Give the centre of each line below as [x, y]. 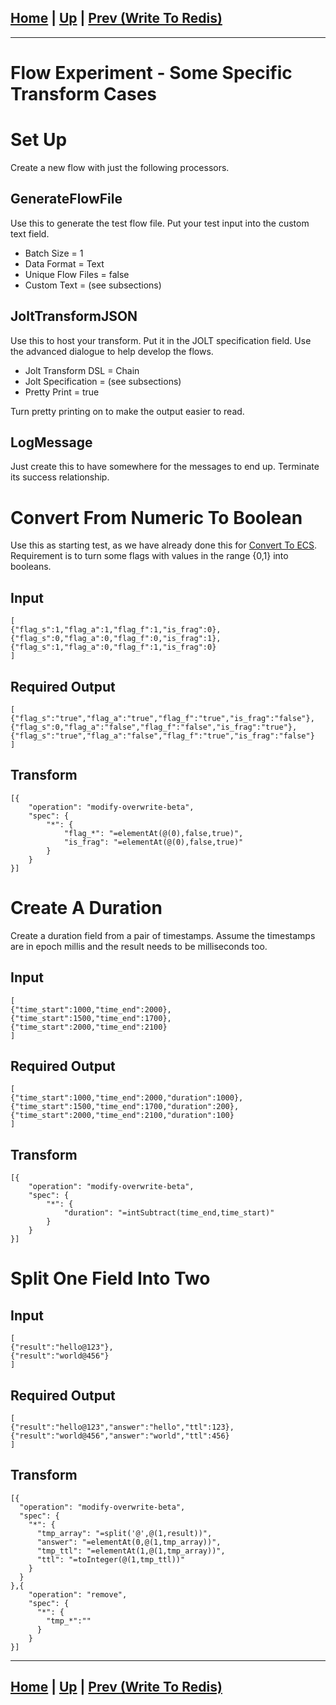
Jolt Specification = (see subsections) [103, 381]
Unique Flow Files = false [77, 274]
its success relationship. [60, 477]
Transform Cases [84, 94]
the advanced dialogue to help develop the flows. [112, 351]
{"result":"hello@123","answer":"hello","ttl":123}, [122, 1427]
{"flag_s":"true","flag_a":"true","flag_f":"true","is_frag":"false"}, [162, 718]
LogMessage [51, 442]
